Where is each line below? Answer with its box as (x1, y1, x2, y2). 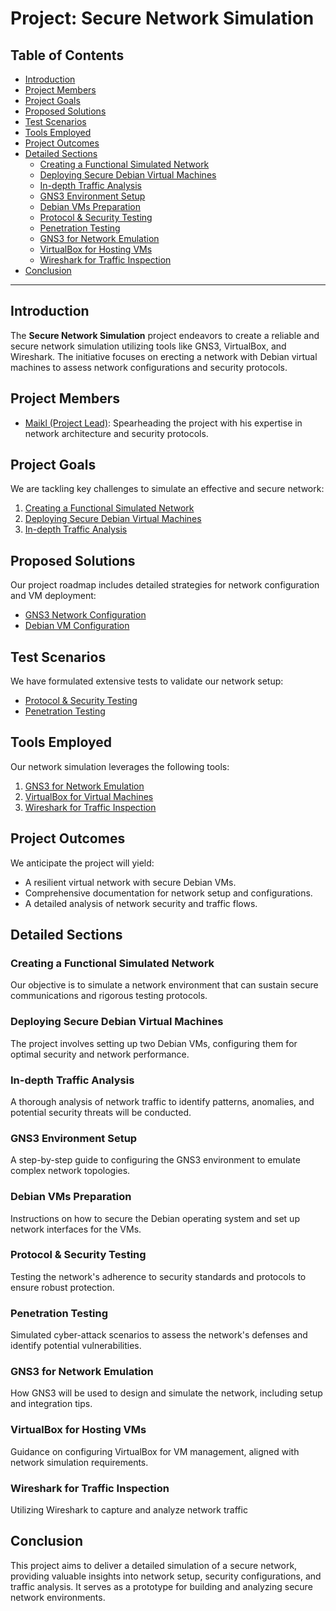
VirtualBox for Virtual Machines (24, 790, 154, 802)
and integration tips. (10, 1398, 93, 1410)
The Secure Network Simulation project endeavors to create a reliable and (10, 329, 320, 341)
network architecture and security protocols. (24, 427, 209, 439)
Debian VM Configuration (24, 620, 130, 632)
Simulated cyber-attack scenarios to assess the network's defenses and (10, 1329, 308, 1341)
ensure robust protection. (10, 1281, 115, 1293)
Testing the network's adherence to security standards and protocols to (10, 1270, 307, 1282)
